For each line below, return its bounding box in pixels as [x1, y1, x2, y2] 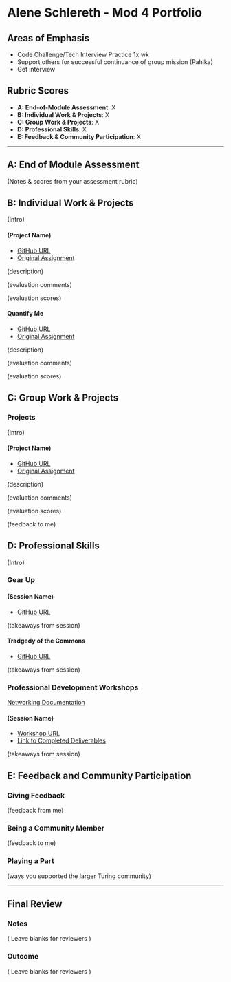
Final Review [7, 898, 63, 910]
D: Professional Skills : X [16, 125, 87, 134]
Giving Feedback [7, 790, 65, 800]
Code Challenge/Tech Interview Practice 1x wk [16, 50, 150, 58]
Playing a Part [7, 856, 55, 866]
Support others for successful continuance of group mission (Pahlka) [16, 58, 213, 66]
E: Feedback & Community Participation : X [16, 132, 141, 140]
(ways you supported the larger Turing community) [7, 872, 152, 880]
